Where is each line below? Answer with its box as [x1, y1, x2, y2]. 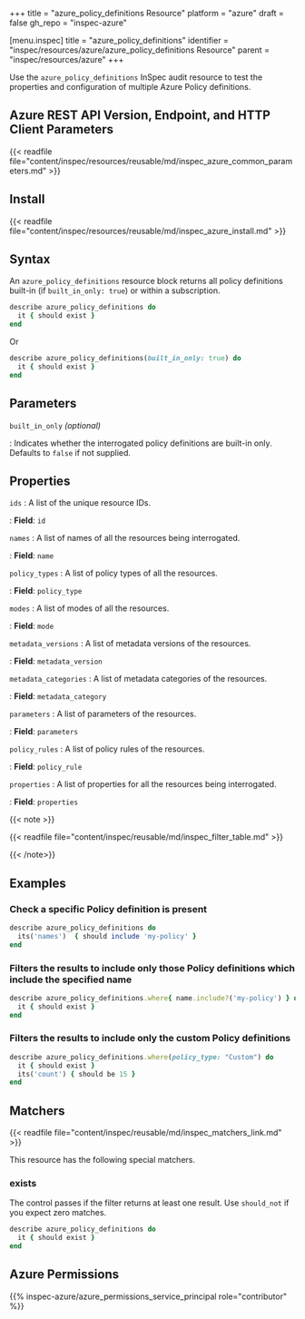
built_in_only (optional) [9, 419, 102, 430]
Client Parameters [9, 122, 114, 137]
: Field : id [9, 515, 46, 526]
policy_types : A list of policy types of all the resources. [9, 567, 218, 579]
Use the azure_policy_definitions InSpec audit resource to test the [9, 72, 263, 83]
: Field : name [9, 550, 54, 561]
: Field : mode [9, 621, 54, 632]
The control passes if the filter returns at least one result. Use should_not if [9, 1197, 290, 1208]
